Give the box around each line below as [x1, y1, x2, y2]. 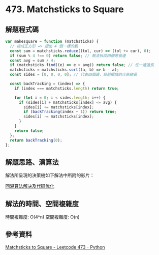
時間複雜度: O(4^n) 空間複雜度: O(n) [5, 214, 80, 220]
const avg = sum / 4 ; [10, 58, 56, 63]
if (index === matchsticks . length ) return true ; [14, 86, 119, 91]
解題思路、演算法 [5, 158, 59, 166]
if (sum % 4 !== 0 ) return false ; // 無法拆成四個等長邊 [10, 53, 126, 58]
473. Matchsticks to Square [5, 4, 124, 15]
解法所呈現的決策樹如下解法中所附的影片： [5, 172, 94, 179]
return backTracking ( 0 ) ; [10, 137, 62, 143]
